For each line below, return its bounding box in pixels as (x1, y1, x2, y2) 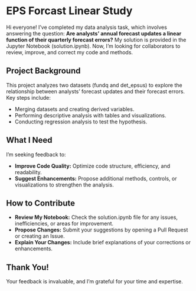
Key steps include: (6, 94, 51, 101)
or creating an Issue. (14, 233, 65, 240)
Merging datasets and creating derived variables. (14, 105, 135, 113)
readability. (14, 168, 43, 175)
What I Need (6, 135, 53, 145)
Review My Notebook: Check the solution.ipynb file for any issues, (14, 214, 178, 221)
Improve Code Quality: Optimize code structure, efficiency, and (14, 162, 171, 169)
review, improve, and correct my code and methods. (6, 48, 133, 55)
